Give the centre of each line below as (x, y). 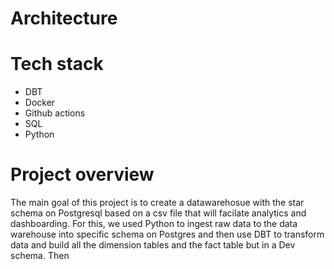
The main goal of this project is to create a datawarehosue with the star (157, 203)
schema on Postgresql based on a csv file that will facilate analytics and (158, 213)
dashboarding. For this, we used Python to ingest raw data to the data (154, 224)
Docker (40, 103)
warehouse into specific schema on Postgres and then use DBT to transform (167, 234)
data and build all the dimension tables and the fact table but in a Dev (153, 245)
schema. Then (40, 256)
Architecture (64, 18)
